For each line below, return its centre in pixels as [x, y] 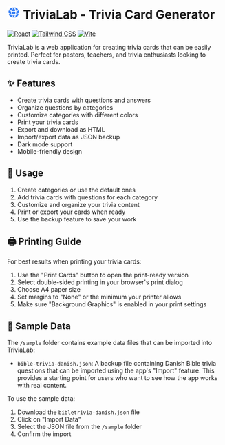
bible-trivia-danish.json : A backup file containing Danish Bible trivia [117, 364]
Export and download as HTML [61, 129]
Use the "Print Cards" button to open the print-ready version [103, 275]
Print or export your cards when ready [71, 212]
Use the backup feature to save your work [77, 219]
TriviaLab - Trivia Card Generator [119, 15]
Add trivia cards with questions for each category [87, 197]
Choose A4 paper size [49, 290]
